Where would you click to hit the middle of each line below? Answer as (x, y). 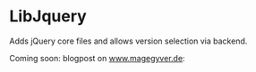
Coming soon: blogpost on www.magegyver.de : (97, 58)
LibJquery (48, 16)
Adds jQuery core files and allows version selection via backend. (128, 41)
